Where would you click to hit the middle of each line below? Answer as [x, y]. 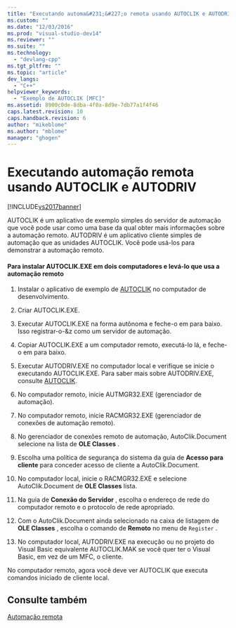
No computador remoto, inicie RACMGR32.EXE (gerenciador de [109, 415]
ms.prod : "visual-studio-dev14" [54, 33]
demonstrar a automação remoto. [55, 250]
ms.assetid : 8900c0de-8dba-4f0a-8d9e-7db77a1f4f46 [83, 105]
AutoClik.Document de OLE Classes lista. [77, 486]
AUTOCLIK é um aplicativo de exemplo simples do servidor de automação [114, 220]
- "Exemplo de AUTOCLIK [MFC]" [59, 99]
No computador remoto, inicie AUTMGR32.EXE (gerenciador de [109, 394]
